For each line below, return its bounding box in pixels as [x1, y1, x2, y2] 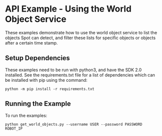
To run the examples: [5, 112, 48, 118]
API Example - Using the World [5, 3, 132, 15]
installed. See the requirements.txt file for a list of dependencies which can [5, 72, 156, 78]
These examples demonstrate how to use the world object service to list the [5, 30, 157, 35]
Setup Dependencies [5, 54, 70, 62]
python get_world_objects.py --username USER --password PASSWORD [5, 122, 143, 127]
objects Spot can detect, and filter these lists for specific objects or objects [5, 35, 156, 41]
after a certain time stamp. [5, 40, 58, 45]
